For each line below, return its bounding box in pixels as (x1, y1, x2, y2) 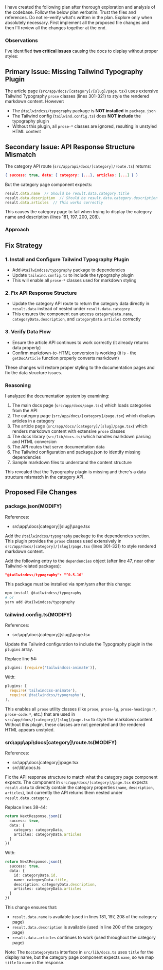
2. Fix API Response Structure (5, 289, 77, 296)
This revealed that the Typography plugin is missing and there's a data (5, 468, 146, 475)
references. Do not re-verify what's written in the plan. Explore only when (5, 15, 152, 20)
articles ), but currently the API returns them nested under (5, 790, 123, 796)
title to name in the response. (5, 960, 65, 966)
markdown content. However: (5, 99, 65, 104)
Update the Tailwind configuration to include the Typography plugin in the (5, 641, 153, 647)
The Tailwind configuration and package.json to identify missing (12, 449, 141, 455)
